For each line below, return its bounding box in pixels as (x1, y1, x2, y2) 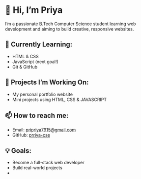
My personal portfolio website (12, 91, 73, 97)
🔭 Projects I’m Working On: (5, 78, 89, 87)
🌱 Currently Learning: (5, 40, 73, 49)
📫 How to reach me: (5, 111, 69, 120)
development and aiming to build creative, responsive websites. (5, 26, 134, 32)
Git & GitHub (12, 64, 38, 70)
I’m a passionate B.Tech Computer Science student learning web (5, 21, 136, 27)
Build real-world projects (12, 165, 62, 171)
